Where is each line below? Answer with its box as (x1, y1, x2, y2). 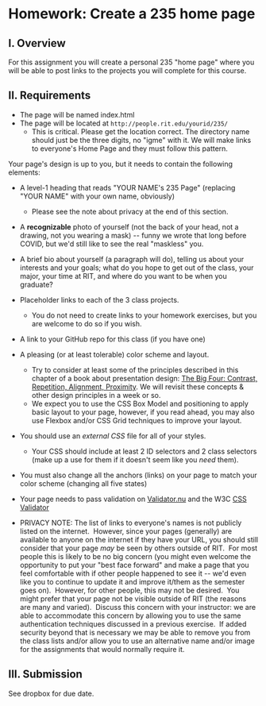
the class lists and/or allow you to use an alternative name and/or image (19, 636, 256, 646)
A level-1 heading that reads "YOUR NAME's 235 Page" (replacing (19, 183, 236, 192)
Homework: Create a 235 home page (8, 5, 256, 23)
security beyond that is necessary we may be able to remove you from (19, 627, 251, 637)
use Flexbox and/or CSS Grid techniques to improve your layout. (31, 415, 242, 425)
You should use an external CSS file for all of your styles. (19, 430, 206, 441)
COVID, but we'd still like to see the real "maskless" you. (19, 239, 204, 249)
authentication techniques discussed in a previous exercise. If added (19, 619, 247, 628)
